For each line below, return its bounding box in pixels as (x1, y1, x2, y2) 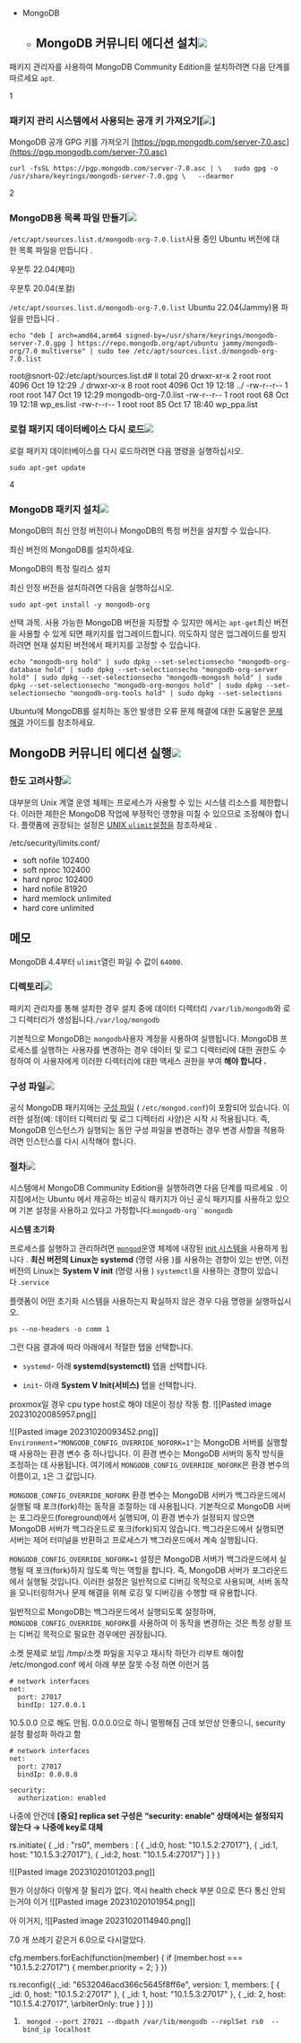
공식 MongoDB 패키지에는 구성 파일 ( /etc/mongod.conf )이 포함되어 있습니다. (9, 1103, 280, 1113)
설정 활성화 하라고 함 (9, 1729, 82, 1740)
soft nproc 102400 (21, 864, 91, 875)
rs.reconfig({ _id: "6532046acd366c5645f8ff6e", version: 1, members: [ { (9, 1979, 280, 1990)
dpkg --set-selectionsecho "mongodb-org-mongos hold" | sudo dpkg (9, 681, 262, 690)
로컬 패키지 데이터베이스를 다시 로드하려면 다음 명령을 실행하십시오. (9, 445, 244, 456)
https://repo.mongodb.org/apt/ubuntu (77, 339, 219, 348)
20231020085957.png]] (9, 1409, 97, 1420)
